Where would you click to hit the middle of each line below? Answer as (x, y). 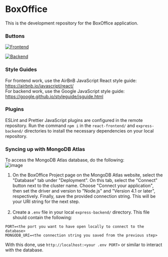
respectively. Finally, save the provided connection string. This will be (84, 196)
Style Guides (21, 69)
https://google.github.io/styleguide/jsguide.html (54, 96)
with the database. (24, 250)
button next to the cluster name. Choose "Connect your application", (83, 185)
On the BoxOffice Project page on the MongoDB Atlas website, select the (87, 175)
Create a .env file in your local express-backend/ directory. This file (81, 212)
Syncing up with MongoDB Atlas (45, 149)
